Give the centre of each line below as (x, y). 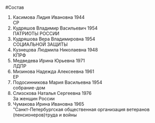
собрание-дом (29, 88)
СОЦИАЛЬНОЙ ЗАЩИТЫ (40, 44)
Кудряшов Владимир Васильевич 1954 (55, 28)
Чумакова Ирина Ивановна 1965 (49, 104)
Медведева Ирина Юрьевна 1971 (49, 60)
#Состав (15, 7)
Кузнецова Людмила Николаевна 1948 (55, 50)
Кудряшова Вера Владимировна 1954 (54, 39)
